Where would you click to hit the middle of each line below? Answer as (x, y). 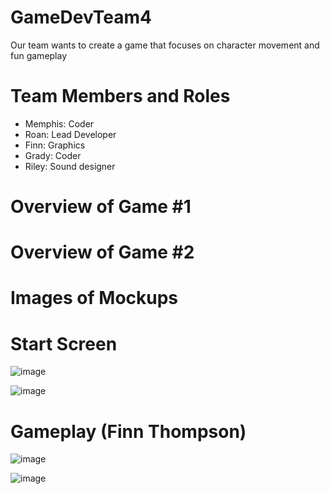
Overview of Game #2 (102, 252)
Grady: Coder (53, 155)
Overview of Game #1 (101, 207)
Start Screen (64, 343)
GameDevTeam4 (81, 17)
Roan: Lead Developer (70, 134)
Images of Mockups (94, 298)
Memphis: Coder (59, 123)
